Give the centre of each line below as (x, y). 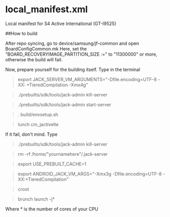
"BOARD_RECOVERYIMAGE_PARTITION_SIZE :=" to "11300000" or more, (81, 54)
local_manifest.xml (47, 9)
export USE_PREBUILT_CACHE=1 (52, 164)
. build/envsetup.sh (38, 114)
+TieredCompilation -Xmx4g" (57, 85)
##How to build (21, 33)
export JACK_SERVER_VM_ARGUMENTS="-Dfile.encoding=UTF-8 (87, 79)
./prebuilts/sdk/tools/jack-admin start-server (64, 104)
